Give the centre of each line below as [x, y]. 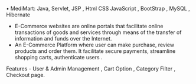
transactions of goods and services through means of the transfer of [98, 32]
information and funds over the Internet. [63, 38]
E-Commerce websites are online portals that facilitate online [89, 26]
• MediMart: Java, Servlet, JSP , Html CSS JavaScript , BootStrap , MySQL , [98, 9]
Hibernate [18, 15]
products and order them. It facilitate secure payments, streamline [95, 51]
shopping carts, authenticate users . [58, 57]
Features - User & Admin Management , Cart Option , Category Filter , [91, 69]
